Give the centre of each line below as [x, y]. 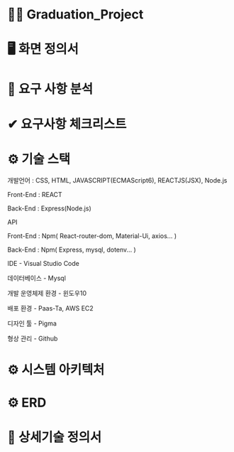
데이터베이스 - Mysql [37, 278]
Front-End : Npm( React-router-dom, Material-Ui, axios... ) [92, 236]
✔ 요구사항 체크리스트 [67, 124]
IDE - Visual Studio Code [43, 263]
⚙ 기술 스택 [39, 159]
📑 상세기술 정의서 [54, 437]
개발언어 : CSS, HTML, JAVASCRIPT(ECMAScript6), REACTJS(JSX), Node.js [117, 180]
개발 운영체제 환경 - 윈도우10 [47, 293]
